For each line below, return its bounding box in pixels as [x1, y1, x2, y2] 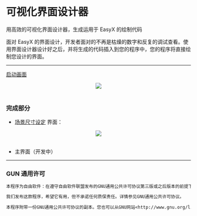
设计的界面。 [16, 53, 47, 60]
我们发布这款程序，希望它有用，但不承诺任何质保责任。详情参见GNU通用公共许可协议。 [6, 194, 185, 200]
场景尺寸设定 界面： [14, 118, 63, 126]
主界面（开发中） [14, 148, 56, 155]
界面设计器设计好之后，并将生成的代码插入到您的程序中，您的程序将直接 [11, 45, 186, 53]
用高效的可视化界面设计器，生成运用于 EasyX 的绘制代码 [6, 26, 142, 33]
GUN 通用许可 [6, 170, 46, 178]
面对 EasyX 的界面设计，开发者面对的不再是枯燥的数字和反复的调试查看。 [6, 38, 184, 45]
